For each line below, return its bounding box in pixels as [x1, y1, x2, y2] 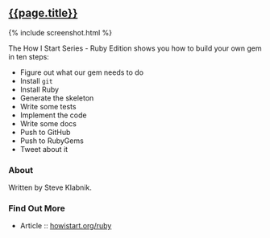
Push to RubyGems [19, 136, 85, 146]
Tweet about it [19, 144, 69, 154]
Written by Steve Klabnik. [8, 183, 93, 192]
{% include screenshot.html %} [8, 27, 113, 37]
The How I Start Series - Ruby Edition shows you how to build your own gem [8, 43, 262, 53]
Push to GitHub [19, 127, 71, 137]
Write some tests [19, 101, 77, 111]
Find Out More [8, 203, 66, 214]
